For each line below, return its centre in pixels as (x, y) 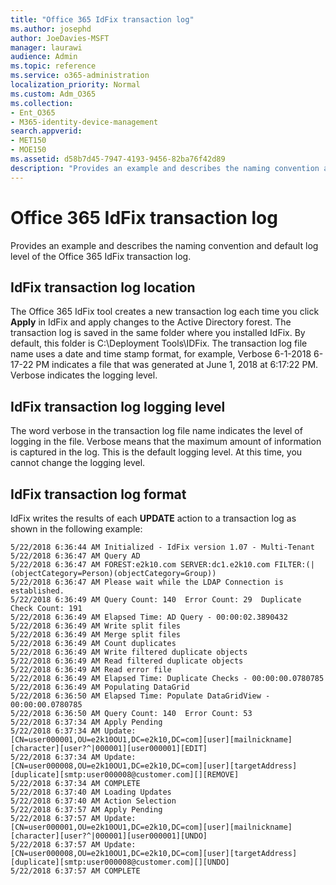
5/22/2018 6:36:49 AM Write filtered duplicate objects (129, 652)
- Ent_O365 (33, 112)
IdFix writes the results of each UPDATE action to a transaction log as (153, 518)
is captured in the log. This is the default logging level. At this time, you (156, 452)
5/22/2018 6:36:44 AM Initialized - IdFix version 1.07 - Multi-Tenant (162, 547)
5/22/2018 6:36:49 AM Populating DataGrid (100, 687)
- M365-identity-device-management (84, 122)
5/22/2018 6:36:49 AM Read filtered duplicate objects (127, 661)
